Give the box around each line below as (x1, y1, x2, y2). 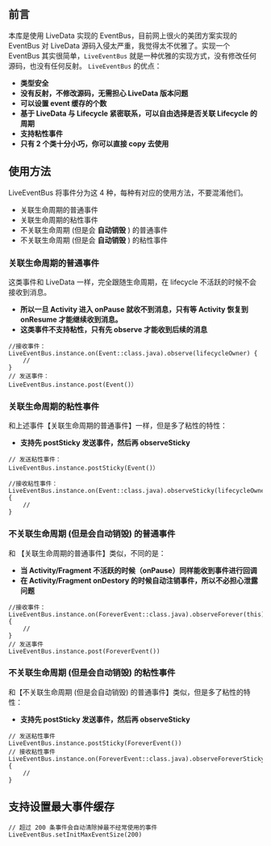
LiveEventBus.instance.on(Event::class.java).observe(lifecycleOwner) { (8, 349, 258, 357)
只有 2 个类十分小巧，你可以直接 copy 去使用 (19, 138, 169, 148)
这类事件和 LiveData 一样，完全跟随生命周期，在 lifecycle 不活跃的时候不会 (8, 277, 256, 287)
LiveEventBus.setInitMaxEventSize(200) (8, 831, 143, 839)
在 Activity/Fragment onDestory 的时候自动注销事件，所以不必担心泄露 (19, 575, 258, 585)
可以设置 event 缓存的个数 (19, 98, 107, 107)
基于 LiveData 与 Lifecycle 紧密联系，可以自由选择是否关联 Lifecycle (19, 108, 248, 118)
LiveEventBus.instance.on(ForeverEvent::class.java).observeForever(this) (8, 610, 265, 618)
